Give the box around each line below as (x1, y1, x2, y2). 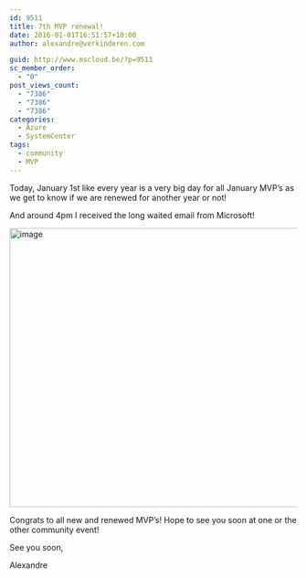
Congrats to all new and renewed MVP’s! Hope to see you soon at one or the (9, 514, 297, 525)
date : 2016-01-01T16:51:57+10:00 (9, 30, 137, 39)
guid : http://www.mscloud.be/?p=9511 (9, 56, 153, 65)
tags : (9, 141, 30, 150)
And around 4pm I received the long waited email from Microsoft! (9, 209, 256, 220)
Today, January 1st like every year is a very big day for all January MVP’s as (9, 182, 295, 193)
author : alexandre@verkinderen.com (9, 38, 145, 48)
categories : (9, 115, 55, 124)
